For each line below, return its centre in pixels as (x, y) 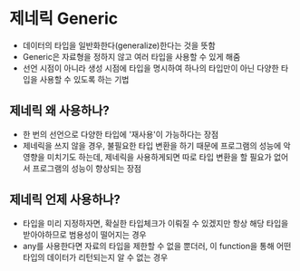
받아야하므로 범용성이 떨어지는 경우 (84, 234)
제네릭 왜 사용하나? (60, 111)
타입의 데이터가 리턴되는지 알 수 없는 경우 (95, 257)
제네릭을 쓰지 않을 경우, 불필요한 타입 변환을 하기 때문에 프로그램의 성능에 (152, 145)
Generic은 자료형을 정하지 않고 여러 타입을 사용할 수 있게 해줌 (131, 56)
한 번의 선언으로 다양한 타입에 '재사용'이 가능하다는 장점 (121, 134)
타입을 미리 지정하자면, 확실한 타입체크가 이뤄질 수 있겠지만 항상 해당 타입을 (155, 223)
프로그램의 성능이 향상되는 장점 (87, 168)
